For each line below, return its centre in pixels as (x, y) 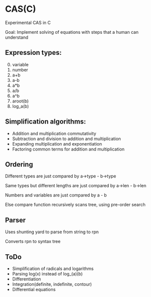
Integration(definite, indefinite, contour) (52, 284)
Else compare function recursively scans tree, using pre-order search (75, 205)
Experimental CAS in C (28, 23)
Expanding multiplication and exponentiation (57, 144)
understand (17, 37)
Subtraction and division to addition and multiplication (66, 139)
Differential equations (34, 289)
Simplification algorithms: (46, 122)
